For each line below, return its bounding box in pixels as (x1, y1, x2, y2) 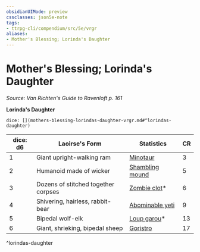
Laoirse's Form (58, 139, 102, 148)
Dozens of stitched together (36, 180, 115, 188)
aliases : (6, 31, 28, 37)
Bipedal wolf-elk (36, 214, 83, 222)
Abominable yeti (129, 201, 175, 209)
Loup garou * (129, 214, 165, 222)
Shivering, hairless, (36, 197, 90, 206)
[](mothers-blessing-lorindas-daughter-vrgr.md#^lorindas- (21, 117, 171, 123)
